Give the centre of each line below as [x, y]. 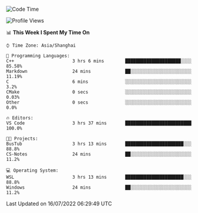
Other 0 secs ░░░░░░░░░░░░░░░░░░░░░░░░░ [99, 102]
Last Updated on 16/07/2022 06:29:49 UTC [59, 204]
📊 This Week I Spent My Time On [48, 32]
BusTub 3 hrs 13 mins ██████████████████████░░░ [99, 144]
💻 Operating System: [33, 170]
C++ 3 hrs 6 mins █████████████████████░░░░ [99, 61]
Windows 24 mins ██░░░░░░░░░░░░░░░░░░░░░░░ [99, 188]
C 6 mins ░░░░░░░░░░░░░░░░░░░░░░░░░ [99, 82]
